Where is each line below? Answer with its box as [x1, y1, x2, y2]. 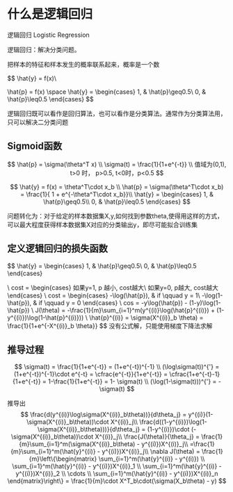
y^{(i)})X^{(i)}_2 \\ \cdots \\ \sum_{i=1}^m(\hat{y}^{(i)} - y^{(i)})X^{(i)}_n [15, 470, 218, 478]
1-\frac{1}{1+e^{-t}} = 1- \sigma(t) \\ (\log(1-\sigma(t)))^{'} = [47, 377, 217, 386]
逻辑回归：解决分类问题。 [7, 45, 81, 54]
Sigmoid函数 [7, 140, 63, 152]
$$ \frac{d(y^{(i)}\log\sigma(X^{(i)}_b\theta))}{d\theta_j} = [20, 411, 187, 419]
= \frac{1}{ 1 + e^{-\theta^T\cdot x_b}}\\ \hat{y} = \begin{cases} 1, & [19, 190, 214, 198]
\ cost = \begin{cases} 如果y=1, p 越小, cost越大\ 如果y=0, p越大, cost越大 [7, 283, 219, 292]
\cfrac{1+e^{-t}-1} [169, 370, 220, 379]
